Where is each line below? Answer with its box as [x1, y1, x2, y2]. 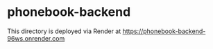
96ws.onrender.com [7, 34, 65, 42]
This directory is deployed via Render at [7, 27, 121, 35]
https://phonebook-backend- [122, 27, 206, 35]
